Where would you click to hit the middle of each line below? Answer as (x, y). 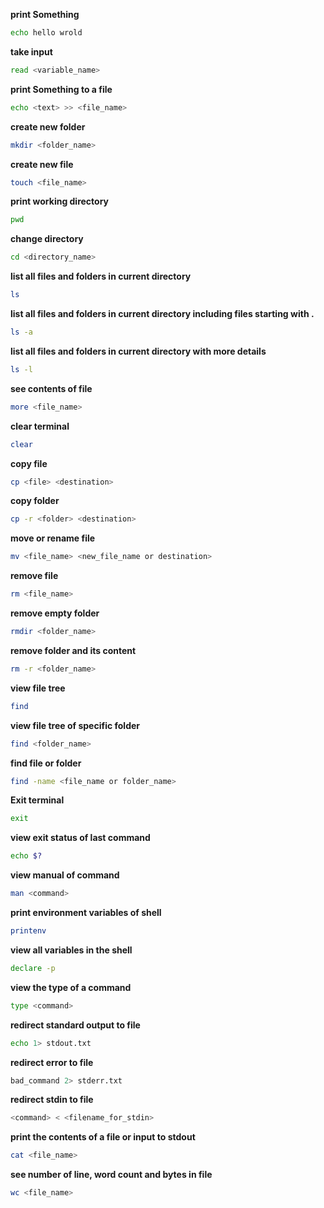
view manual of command (65, 875)
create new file (42, 164)
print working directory (60, 201)
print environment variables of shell (86, 912)
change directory (47, 239)
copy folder (35, 501)
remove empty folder (55, 613)
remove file (34, 576)
